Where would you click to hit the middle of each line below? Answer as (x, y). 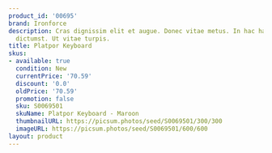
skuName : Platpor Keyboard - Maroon (77, 114)
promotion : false (45, 99)
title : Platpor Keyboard (50, 46)
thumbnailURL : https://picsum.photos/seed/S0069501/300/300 (119, 121)
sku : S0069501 (39, 106)
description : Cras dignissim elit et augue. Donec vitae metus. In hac (132, 31)
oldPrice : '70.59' (47, 91)
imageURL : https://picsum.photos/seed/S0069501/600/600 (112, 129)
